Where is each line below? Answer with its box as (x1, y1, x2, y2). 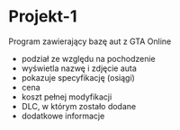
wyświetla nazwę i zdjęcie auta (21, 63, 137, 74)
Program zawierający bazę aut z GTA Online (8, 36, 172, 47)
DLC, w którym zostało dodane (21, 100, 137, 111)
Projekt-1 (8, 6, 77, 27)
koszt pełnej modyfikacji (21, 91, 112, 102)
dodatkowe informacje (21, 110, 105, 121)
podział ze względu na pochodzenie (21, 53, 156, 64)
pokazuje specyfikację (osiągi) (21, 72, 136, 82)
